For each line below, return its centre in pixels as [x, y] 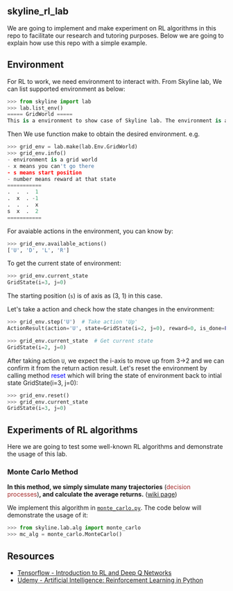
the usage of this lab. [37, 454]
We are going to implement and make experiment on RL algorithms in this [112, 28]
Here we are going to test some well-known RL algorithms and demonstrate [115, 447]
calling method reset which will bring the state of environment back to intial [114, 375]
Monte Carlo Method [43, 472]
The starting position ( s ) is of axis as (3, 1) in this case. [85, 296]
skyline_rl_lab [38, 11]
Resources [31, 556]
